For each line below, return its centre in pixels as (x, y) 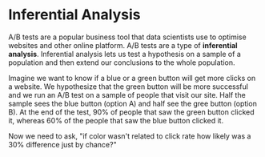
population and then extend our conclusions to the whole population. (122, 62)
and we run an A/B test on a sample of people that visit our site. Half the (127, 95)
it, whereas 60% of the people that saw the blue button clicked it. (116, 120)
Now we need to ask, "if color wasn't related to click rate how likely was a (130, 136)
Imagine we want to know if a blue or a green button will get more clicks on (132, 78)
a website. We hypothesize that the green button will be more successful (128, 87)
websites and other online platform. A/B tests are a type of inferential (123, 45)
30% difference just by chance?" (63, 144)
